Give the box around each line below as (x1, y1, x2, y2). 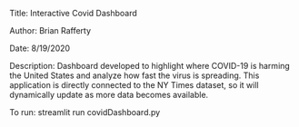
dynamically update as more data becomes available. (9, 90, 209, 100)
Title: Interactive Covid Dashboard (9, 8, 138, 18)
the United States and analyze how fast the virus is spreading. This (9, 70, 260, 81)
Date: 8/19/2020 (9, 43, 71, 54)
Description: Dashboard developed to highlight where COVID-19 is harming (9, 61, 291, 71)
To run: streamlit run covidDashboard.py (9, 107, 161, 117)
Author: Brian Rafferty (9, 25, 92, 35)
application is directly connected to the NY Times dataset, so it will (9, 80, 259, 90)
